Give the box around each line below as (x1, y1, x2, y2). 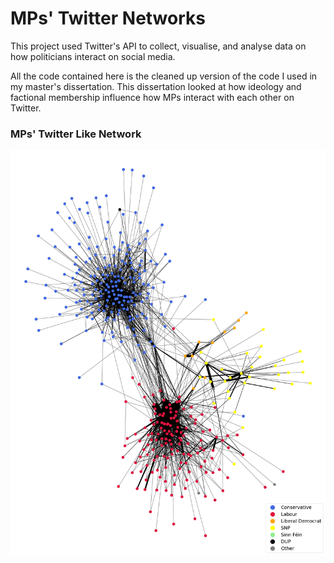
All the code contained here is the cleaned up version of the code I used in (10, 70, 318, 82)
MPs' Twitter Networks (10, 7, 206, 30)
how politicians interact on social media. (10, 50, 176, 62)
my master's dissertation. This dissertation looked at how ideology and (10, 80, 302, 92)
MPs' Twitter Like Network (10, 127, 142, 141)
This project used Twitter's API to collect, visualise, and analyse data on (10, 40, 307, 52)
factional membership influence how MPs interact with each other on (10, 91, 295, 103)
